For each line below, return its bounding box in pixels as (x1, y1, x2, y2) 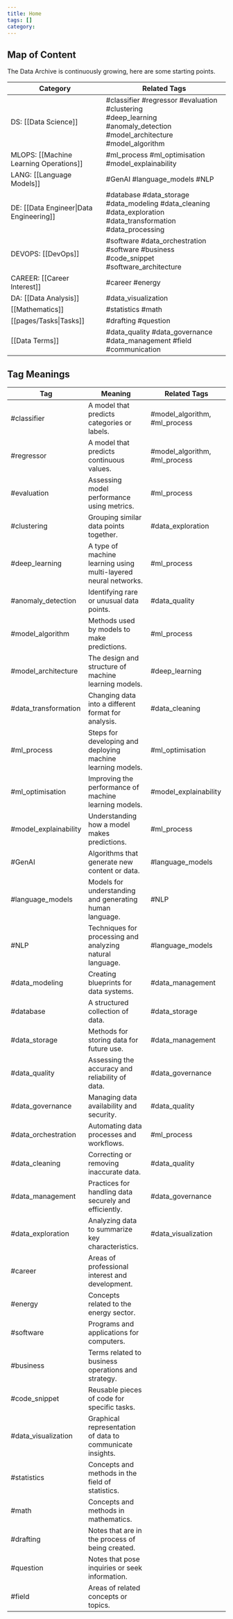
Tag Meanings (7, 368, 71, 380)
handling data (87, 1187, 133, 1197)
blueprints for (87, 978, 132, 987)
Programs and (87, 1319, 135, 1329)
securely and (87, 1196, 130, 1205)
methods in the (87, 1468, 137, 1478)
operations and (87, 1365, 137, 1375)
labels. (87, 426, 110, 436)
